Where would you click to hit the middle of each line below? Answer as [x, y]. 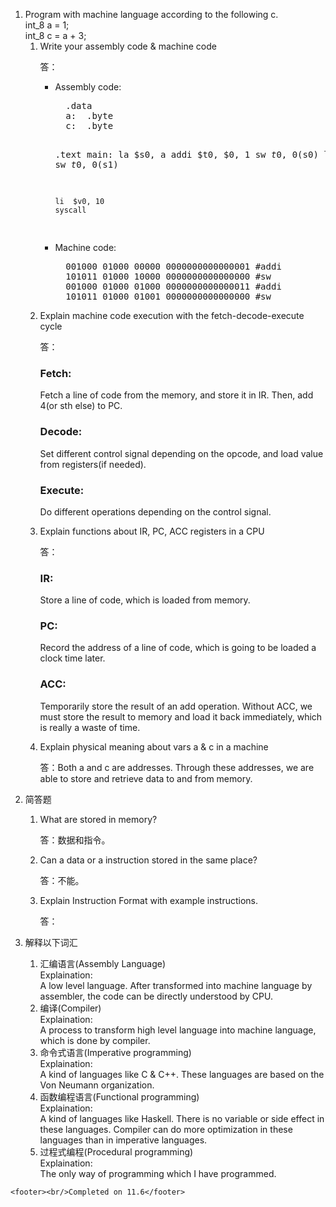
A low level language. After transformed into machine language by [176, 985]
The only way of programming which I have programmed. [158, 1173]
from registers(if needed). [93, 464]
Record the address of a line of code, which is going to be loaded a [178, 648]
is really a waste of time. [90, 727]
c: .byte [89, 125]
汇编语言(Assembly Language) [103, 963]
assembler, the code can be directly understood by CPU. [156, 996]
